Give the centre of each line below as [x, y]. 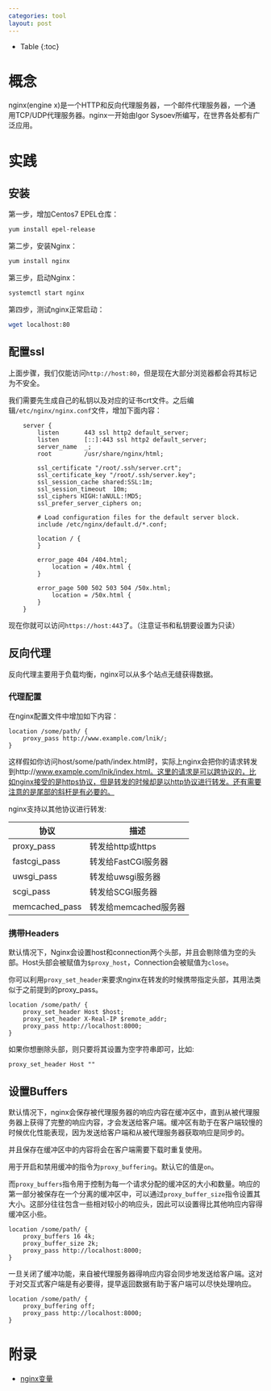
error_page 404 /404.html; [83, 559]
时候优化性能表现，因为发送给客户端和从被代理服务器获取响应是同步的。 [128, 1132]
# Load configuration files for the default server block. [139, 517]
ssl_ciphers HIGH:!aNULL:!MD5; [90, 496]
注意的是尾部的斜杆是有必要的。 [61, 791]
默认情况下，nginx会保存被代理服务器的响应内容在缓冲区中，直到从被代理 [131, 1112]
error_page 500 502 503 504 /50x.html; [104, 588]
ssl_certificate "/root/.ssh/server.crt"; [110, 468]
